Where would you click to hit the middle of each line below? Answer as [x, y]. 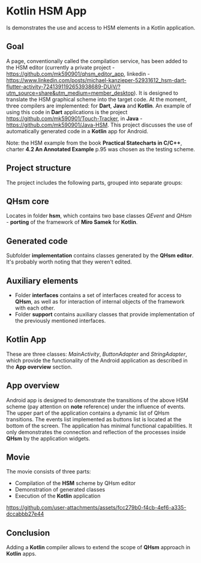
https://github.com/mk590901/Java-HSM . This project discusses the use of [100, 125]
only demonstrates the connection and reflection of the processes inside [96, 432]
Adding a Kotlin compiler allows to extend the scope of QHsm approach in [98, 547]
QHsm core [28, 201]
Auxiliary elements [42, 281]
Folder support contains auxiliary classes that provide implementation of [105, 314]
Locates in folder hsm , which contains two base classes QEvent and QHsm [99, 216]
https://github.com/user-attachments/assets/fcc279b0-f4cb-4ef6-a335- [96, 508]
